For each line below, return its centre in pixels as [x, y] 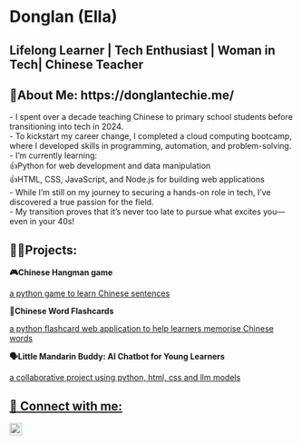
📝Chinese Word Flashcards [62, 311]
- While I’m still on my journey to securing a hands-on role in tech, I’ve [140, 193]
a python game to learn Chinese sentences [90, 293]
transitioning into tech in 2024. [67, 127]
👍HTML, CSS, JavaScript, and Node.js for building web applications [137, 180]
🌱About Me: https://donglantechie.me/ [122, 95]
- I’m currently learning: [54, 155]
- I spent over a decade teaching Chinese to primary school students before [151, 117]
